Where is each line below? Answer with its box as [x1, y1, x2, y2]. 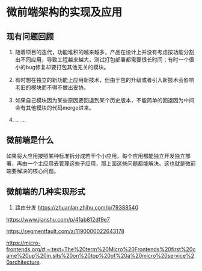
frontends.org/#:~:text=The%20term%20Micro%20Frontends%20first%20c [6, 245, 196, 253]
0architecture [6, 258, 40, 266]
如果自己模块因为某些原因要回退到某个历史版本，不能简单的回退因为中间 [14, 97, 194, 104]
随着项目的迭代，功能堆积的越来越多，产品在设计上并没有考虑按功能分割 [14, 49, 194, 55]
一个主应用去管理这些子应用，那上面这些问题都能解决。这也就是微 [26, 160, 191, 167]
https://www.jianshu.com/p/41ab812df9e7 [6, 216, 110, 223]
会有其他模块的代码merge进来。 [14, 104, 95, 111]
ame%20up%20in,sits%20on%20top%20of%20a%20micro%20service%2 [6, 252, 194, 259]
